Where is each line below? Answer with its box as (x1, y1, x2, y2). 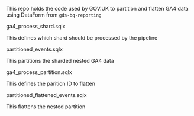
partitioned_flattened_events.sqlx (6, 92, 87, 98)
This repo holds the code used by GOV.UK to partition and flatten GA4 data (6, 5, 189, 12)
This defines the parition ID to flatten (6, 80, 96, 87)
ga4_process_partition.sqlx (6, 69, 72, 76)
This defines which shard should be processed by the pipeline (6, 34, 158, 41)
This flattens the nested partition (6, 103, 86, 110)
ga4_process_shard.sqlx (6, 23, 66, 30)
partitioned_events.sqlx (6, 46, 63, 53)
